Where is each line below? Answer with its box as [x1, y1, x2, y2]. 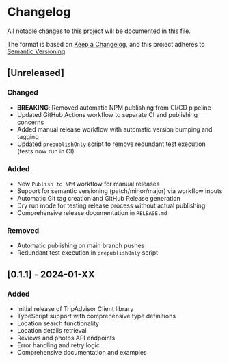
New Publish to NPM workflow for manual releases [16, 179, 160, 188]
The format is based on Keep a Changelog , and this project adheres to [7, 40, 205, 48]
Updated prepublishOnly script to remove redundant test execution [16, 140, 206, 148]
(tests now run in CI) [16, 147, 75, 155]
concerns [16, 118, 44, 126]
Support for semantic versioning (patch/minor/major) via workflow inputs [16, 186, 223, 195]
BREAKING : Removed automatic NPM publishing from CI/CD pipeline [16, 103, 212, 112]
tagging [16, 132, 39, 140]
